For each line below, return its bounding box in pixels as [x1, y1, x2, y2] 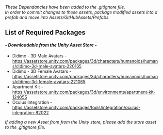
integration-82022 [12, 109, 49, 116]
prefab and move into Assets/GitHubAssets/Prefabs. [5, 15, 110, 20]
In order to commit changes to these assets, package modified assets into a [5, 9, 158, 15]
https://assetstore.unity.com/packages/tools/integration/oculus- [12, 104, 141, 110]
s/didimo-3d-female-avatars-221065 [12, 79, 86, 84]
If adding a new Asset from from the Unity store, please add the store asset [5, 119, 157, 125]
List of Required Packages [5, 29, 86, 37]
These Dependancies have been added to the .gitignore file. [5, 4, 125, 10]
